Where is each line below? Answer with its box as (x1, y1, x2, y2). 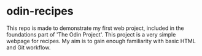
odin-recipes (6, 4, 74, 18)
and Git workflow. (6, 44, 51, 51)
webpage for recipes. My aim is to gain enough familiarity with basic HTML (6, 37, 196, 44)
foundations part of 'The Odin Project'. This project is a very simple (6, 30, 176, 38)
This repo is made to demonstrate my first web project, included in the (6, 24, 184, 32)
